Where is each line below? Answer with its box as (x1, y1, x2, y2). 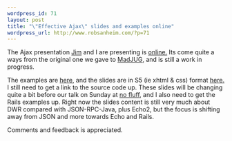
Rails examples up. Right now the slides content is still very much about (7, 98, 211, 107)
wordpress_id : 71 (7, 10, 57, 17)
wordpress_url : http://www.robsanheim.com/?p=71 (7, 29, 150, 36)
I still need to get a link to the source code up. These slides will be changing (7, 83, 223, 91)
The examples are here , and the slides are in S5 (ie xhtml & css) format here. (7, 76, 225, 85)
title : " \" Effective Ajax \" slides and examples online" (7, 23, 175, 30)
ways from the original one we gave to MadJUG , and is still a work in (7, 56, 202, 64)
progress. (7, 63, 35, 71)
